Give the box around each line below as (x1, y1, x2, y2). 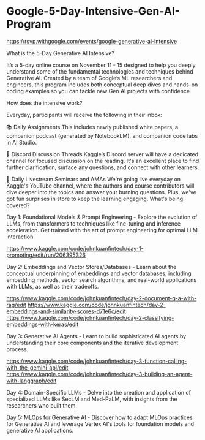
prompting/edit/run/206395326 (6, 251, 86, 259)
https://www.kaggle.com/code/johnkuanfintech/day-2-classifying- (6, 314, 174, 321)
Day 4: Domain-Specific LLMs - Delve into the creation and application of (6, 389, 192, 396)
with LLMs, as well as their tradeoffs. (6, 283, 99, 290)
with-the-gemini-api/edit (6, 363, 69, 371)
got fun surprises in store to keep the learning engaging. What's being (6, 195, 184, 202)
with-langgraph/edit (6, 377, 57, 384)
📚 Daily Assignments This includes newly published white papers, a (6, 123, 179, 131)
